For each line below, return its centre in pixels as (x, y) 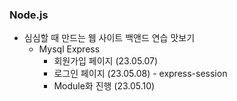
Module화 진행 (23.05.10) (104, 86)
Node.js (29, 15)
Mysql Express (69, 49)
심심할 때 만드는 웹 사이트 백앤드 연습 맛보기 (109, 38)
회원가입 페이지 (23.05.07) (106, 61)
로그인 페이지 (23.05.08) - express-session (140, 74)
